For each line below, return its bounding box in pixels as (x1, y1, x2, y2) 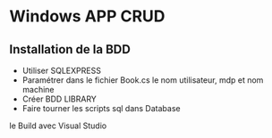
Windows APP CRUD (9, 6, 166, 27)
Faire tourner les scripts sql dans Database (21, 103, 181, 113)
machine (21, 85, 55, 94)
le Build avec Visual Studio (9, 120, 107, 131)
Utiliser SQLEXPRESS (21, 65, 101, 76)
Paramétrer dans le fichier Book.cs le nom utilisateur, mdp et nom (21, 75, 264, 85)
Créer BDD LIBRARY (21, 93, 97, 104)
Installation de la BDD (9, 42, 132, 57)
